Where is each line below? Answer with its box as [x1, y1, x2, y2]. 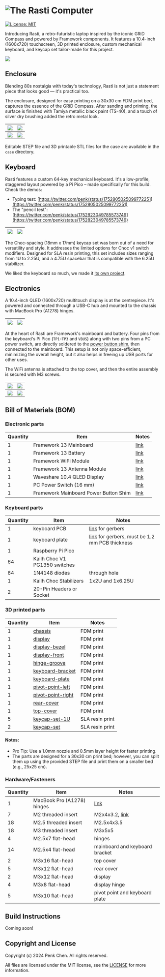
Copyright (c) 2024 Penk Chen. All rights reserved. [5, 952, 108, 958]
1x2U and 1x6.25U [89, 578, 134, 584]
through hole [89, 570, 119, 577]
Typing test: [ [12, 196, 39, 202]
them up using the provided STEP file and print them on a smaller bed [12, 758, 153, 764]
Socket [33, 592, 50, 599]
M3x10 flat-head [33, 892, 74, 899]
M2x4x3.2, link [94, 811, 129, 818]
